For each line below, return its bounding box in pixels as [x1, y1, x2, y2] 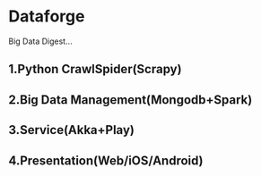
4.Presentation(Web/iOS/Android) [8, 153, 204, 168]
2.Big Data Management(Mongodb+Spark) [8, 92, 253, 107]
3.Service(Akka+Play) [8, 122, 135, 138]
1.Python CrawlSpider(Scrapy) [8, 62, 182, 77]
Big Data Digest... [8, 36, 73, 46]
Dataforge [8, 6, 85, 27]
